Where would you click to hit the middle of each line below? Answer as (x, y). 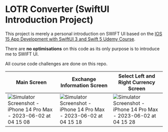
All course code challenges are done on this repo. (56, 63)
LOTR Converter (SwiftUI (57, 9)
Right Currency (137, 82)
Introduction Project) (49, 20)
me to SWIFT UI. (22, 54)
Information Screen (84, 85)
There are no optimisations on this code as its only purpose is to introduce (82, 48)
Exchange (84, 79)
